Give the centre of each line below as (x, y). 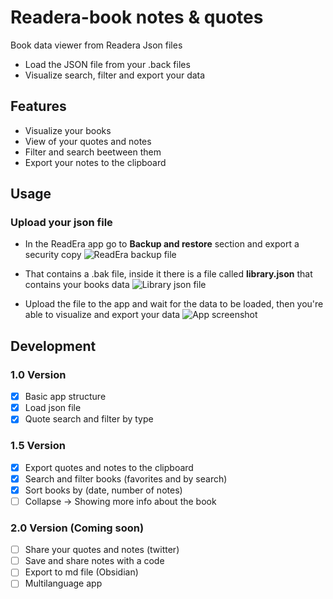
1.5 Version (38, 446)
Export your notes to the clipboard (95, 162)
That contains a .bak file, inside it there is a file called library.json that (168, 274)
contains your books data (77, 285)
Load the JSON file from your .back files (107, 64)
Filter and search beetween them (93, 152)
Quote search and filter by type (89, 419)
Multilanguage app (63, 583)
